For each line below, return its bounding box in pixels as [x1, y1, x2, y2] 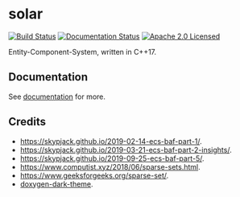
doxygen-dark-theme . [19, 179, 94, 189]
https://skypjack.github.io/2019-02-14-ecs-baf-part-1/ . [19, 136, 203, 146]
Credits [8, 115, 47, 129]
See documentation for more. [8, 92, 106, 101]
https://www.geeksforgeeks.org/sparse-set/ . [19, 170, 169, 180]
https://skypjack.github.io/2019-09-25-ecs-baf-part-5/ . [19, 154, 205, 163]
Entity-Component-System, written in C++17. [8, 47, 157, 56]
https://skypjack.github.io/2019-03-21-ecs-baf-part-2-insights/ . [19, 145, 232, 154]
